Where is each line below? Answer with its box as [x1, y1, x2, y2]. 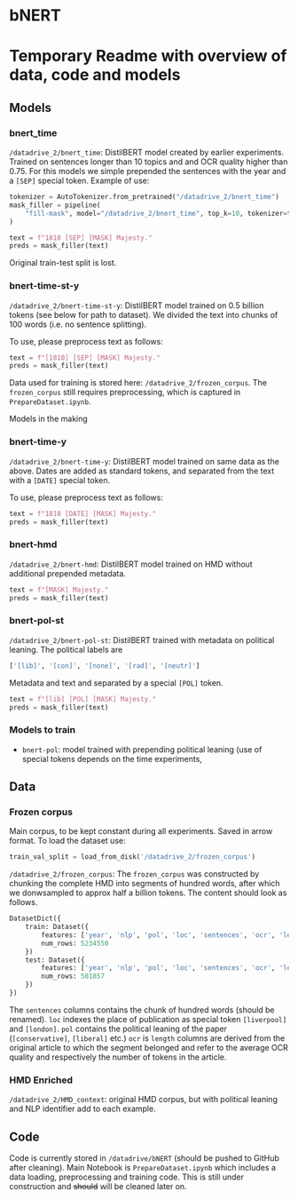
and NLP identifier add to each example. [9, 1103, 157, 1115]
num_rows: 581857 [41, 972, 105, 981]
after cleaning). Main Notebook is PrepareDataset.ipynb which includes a [9, 1163, 277, 1173]
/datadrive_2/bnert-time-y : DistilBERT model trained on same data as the [9, 456, 279, 466]
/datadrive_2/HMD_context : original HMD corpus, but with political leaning [9, 1094, 278, 1105]
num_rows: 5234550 [41, 939, 109, 948]
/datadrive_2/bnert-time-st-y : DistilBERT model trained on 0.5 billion [9, 299, 264, 311]
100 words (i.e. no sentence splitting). [9, 319, 147, 330]
